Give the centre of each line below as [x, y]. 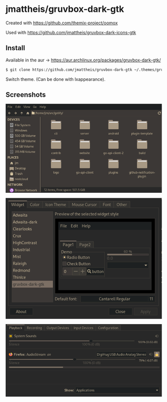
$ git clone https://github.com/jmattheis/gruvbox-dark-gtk [69, 70]
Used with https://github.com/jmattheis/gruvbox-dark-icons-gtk [71, 32]
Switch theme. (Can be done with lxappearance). [56, 79]
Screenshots [26, 95]
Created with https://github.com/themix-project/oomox [62, 23]
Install [15, 48]
